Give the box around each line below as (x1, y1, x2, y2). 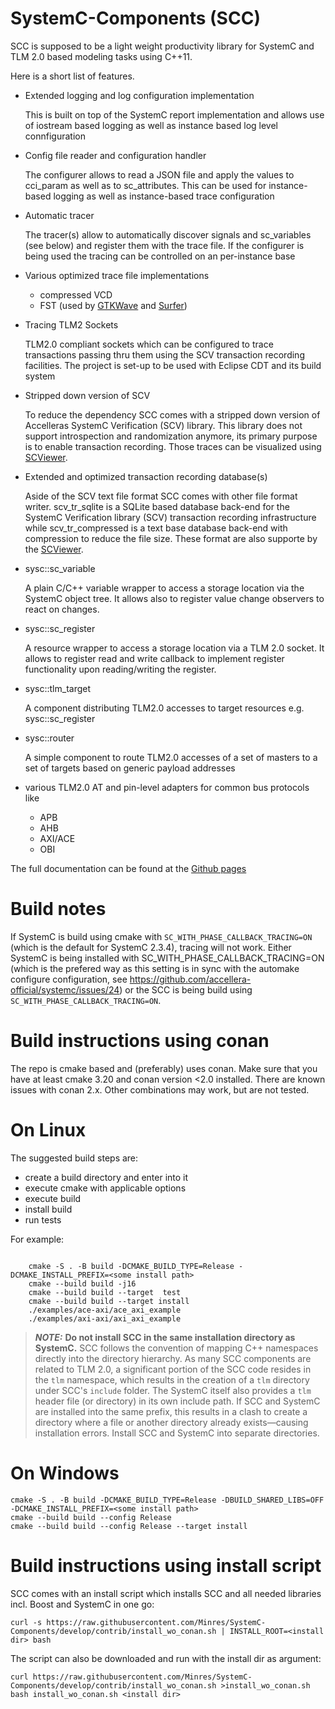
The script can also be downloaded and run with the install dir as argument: (10, 1652, 322, 1664)
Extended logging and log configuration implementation (24, 89, 255, 101)
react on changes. (24, 603, 100, 615)
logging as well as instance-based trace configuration (53, 190, 275, 202)
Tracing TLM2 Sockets (24, 318, 119, 331)
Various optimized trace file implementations (24, 269, 210, 281)
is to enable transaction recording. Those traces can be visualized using (24, 440, 322, 452)
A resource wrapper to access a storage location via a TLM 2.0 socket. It (24, 642, 325, 654)
